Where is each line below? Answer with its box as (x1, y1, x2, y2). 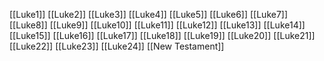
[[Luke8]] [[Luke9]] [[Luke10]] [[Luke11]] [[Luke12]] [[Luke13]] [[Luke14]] (9, 19, 306, 31)
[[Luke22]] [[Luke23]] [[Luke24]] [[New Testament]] (9, 40, 225, 52)
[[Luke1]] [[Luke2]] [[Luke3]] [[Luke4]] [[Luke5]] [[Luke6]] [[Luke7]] (9, 9, 289, 20)
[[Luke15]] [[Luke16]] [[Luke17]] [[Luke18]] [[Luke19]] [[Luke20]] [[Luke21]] (9, 30, 316, 41)
